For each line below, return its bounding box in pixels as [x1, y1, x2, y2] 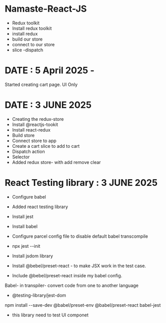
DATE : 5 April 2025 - [5, 64, 95, 76]
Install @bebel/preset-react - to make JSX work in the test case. [12, 263, 146, 269]
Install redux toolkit [12, 25, 52, 31]
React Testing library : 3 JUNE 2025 [5, 177, 158, 188]
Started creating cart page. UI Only [5, 81, 78, 87]
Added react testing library [12, 204, 68, 210]
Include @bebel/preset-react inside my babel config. [12, 272, 122, 278]
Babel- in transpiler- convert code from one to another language [5, 282, 139, 288]
